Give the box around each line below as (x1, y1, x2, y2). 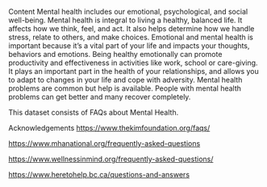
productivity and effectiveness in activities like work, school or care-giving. (8, 58, 258, 67)
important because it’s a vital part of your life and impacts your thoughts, (8, 41, 250, 51)
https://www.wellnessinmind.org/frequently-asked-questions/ (8, 154, 214, 164)
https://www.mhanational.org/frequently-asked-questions (8, 139, 201, 148)
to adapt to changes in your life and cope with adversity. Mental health (8, 75, 243, 84)
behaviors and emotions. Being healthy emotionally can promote (8, 50, 223, 59)
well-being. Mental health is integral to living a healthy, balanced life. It (8, 15, 243, 25)
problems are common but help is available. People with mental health (8, 83, 242, 93)
